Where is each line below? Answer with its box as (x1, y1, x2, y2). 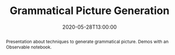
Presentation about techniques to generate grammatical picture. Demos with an (5, 38, 169, 44)
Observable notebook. (5, 44, 52, 50)
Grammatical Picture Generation (9, 4, 170, 18)
